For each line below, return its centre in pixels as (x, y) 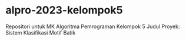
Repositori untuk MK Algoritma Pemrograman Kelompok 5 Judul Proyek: (93, 26)
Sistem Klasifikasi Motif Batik (41, 32)
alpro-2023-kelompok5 (64, 10)
